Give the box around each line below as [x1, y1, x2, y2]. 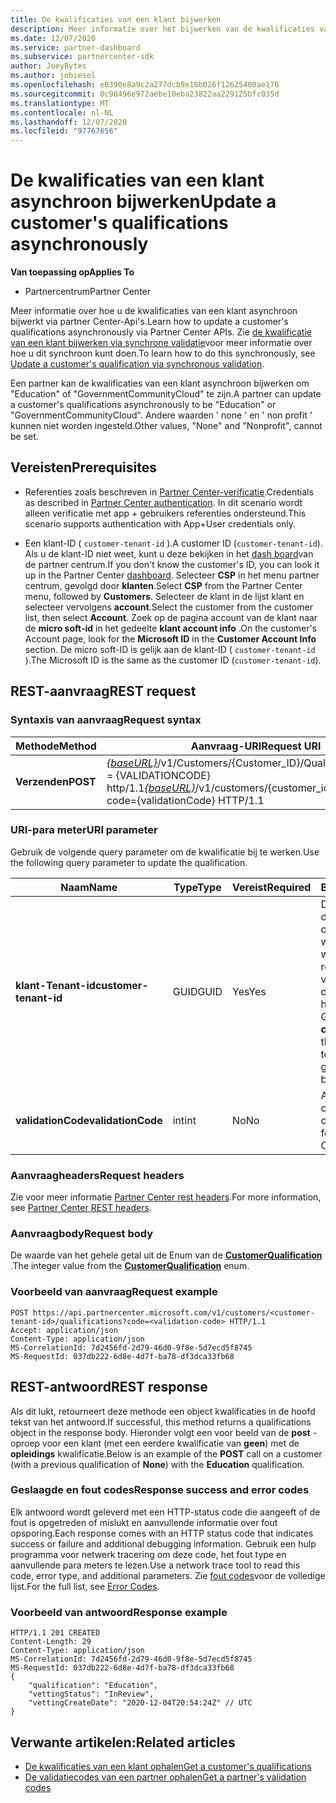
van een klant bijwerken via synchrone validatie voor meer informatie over [10, 337, 313, 349]
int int [172, 1113, 197, 1127]
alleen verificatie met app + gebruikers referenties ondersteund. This [24, 507, 307, 519]
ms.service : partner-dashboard [10, 42, 141, 53]
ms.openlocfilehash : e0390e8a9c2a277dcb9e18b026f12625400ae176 [10, 80, 280, 90]
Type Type [173, 880, 222, 894]
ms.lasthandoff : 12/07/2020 [10, 117, 128, 127]
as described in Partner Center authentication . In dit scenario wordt [24, 496, 303, 508]
